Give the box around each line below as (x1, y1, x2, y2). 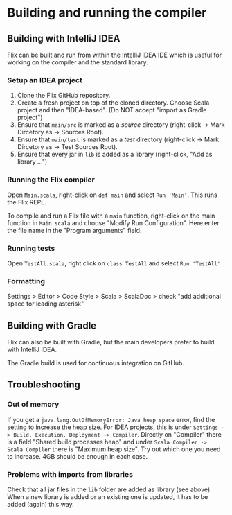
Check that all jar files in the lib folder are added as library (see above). (7, 485, 213, 494)
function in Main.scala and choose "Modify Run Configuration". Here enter (7, 218, 220, 227)
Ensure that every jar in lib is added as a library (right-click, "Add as (17, 150, 213, 159)
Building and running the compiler (7, 5, 207, 21)
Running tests (7, 243, 55, 253)
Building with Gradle (7, 320, 97, 331)
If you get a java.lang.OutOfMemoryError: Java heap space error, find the (7, 415, 215, 424)
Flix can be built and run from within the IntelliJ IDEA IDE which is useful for (7, 51, 222, 59)
